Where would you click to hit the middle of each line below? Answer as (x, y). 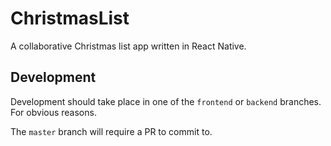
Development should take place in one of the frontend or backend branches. (166, 101)
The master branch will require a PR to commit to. (111, 131)
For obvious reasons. (53, 112)
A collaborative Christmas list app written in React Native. (128, 46)
